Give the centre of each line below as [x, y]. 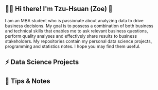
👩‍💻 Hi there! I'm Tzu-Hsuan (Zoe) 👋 [59, 9]
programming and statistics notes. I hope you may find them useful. [73, 46]
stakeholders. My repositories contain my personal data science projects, [79, 41]
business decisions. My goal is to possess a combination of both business [79, 26]
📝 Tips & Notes [28, 81]
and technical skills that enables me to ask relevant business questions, [77, 31]
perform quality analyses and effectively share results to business [71, 36]
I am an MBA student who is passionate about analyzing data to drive [74, 20]
